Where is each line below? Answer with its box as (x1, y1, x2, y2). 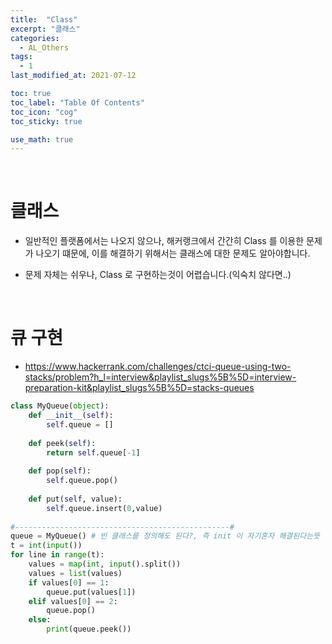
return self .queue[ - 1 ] (46, 447, 141, 458)
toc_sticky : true (10, 116, 83, 126)
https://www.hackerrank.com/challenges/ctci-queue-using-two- (24, 361, 292, 373)
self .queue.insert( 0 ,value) (46, 503, 163, 513)
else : (28, 615, 52, 625)
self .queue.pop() (46, 476, 118, 486)
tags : (10, 52, 33, 62)
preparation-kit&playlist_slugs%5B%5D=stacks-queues (24, 382, 255, 394)
